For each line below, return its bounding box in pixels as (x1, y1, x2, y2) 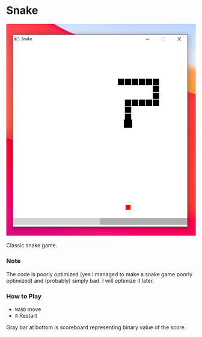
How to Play (6, 292, 42, 300)
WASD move (14, 305, 41, 313)
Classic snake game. (6, 242, 58, 249)
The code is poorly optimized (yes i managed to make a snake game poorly (6, 270, 193, 277)
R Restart (14, 312, 37, 319)
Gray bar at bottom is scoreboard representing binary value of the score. (6, 323, 186, 331)
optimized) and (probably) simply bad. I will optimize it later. (6, 277, 155, 284)
